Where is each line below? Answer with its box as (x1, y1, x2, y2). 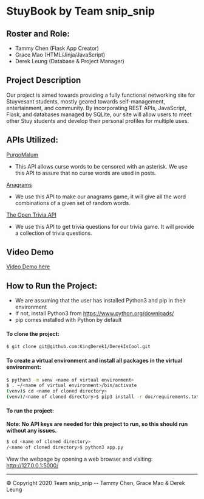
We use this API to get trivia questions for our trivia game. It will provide (15, 223, 194, 230)
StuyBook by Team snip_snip (6, 4, 155, 18)
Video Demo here (6, 263, 50, 270)
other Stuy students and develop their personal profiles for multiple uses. (6, 117, 189, 124)
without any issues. (6, 427, 57, 434)
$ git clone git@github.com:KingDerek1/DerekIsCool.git (6, 344, 151, 350)
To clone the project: (6, 330, 59, 337)
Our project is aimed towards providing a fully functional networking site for (6, 91, 195, 99)
